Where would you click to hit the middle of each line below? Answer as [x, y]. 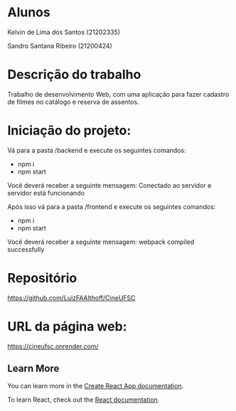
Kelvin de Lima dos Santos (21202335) [64, 32]
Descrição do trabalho [74, 75]
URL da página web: [67, 326]
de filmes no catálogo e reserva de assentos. [74, 102]
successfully [26, 249]
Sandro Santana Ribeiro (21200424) [60, 46]
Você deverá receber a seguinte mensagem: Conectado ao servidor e [109, 185]
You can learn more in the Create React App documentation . [96, 385]
